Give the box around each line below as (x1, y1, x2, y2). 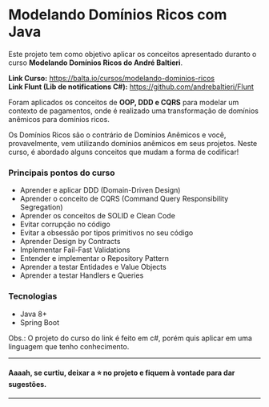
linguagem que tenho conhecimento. (8, 341, 130, 351)
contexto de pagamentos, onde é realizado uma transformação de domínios (8, 106, 259, 116)
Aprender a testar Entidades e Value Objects (19, 263, 167, 272)
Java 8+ (19, 309, 47, 319)
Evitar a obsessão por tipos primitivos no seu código (19, 228, 194, 238)
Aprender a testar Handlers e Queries (19, 271, 144, 280)
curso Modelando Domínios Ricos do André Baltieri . (8, 58, 183, 67)
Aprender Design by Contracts (19, 237, 121, 246)
